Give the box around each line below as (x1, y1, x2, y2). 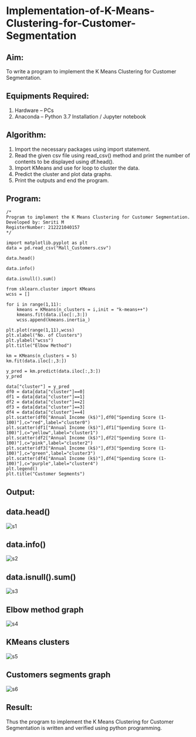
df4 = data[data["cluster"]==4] (6, 410, 85, 415)
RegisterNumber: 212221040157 (6, 225, 80, 231)
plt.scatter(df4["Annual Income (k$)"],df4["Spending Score (6, 456, 157, 462)
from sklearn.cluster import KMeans (6, 286, 96, 292)
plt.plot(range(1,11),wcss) (6, 327, 75, 333)
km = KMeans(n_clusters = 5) (6, 353, 77, 359)
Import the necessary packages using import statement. (14, 146, 151, 153)
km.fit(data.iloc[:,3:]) (6, 358, 67, 364)
